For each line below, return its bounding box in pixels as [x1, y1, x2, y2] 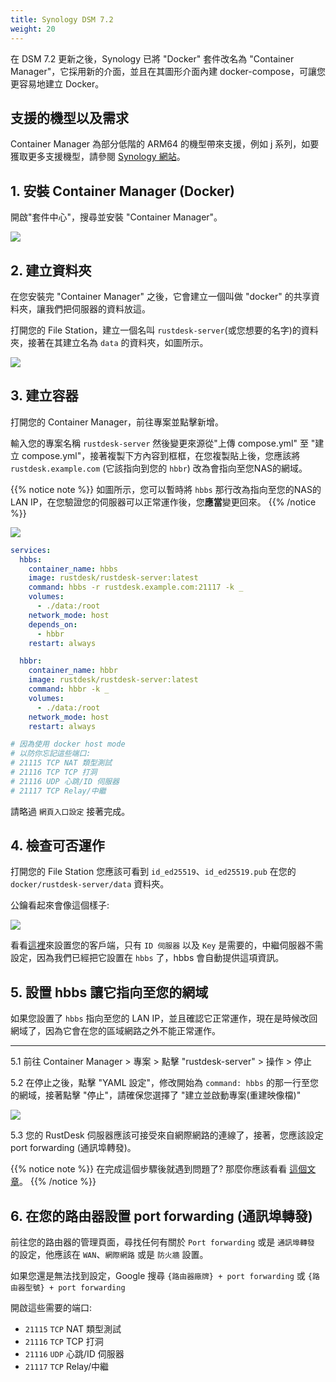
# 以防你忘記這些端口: [10, 749, 92, 759]
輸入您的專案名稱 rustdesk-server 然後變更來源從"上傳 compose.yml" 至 [10, 437, 309, 449]
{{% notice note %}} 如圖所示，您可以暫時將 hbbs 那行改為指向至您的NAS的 [10, 483, 322, 495]
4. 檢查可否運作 [10, 837, 105, 855]
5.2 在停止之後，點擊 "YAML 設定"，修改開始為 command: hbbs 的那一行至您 [10, 1077, 319, 1089]
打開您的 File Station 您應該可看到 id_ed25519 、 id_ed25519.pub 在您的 [10, 866, 297, 878]
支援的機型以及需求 [10, 109, 129, 126]
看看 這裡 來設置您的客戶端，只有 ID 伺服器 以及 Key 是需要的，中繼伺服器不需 [10, 939, 324, 951]
